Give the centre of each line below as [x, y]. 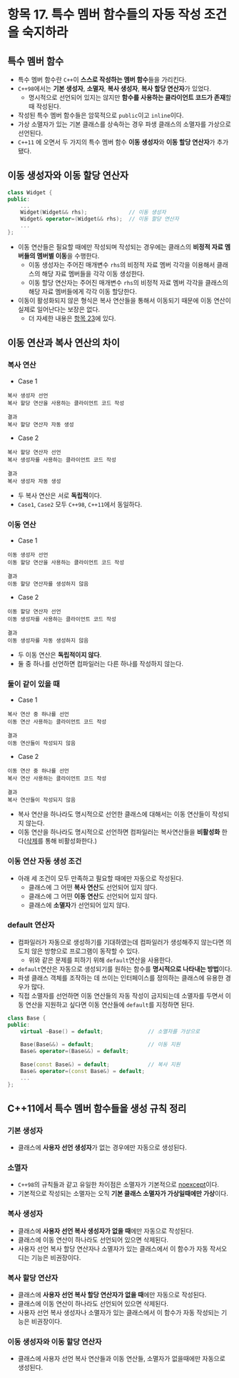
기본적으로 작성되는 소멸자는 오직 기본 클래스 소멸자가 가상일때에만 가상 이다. [123, 1194]
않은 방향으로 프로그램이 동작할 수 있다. [86, 951]
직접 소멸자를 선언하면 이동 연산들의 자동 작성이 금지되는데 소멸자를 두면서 [121, 995]
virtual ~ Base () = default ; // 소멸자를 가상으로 [110, 1031]
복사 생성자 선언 [28, 396]
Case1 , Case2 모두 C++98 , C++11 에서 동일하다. [80, 504]
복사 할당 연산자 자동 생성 [41, 424]
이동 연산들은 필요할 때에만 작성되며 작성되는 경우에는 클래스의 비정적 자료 [120, 246]
